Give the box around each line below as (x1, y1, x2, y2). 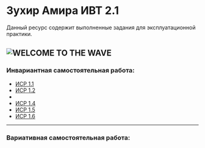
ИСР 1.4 (15, 99, 36, 107)
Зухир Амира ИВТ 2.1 (6, 4, 119, 18)
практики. (6, 30, 32, 37)
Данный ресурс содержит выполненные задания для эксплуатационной (6, 24, 196, 31)
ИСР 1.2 (15, 86, 35, 94)
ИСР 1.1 (15, 80, 34, 87)
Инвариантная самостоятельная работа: (6, 66, 135, 75)
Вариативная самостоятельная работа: (6, 133, 131, 142)
